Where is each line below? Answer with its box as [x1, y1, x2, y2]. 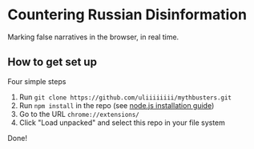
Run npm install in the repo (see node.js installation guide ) [18, 100, 215, 110]
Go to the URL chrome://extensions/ [18, 109, 139, 119]
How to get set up [7, 55, 98, 69]
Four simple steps [7, 76, 67, 86]
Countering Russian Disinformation [7, 6, 248, 24]
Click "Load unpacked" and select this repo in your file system [18, 118, 226, 127]
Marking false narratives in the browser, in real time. [7, 32, 179, 42]
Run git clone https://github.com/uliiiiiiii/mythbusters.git [18, 92, 232, 102]
